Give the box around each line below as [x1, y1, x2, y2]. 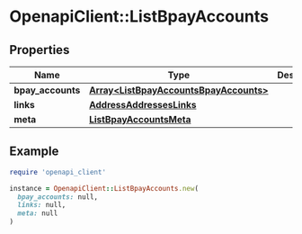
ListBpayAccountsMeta [88, 113, 191, 125]
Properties [9, 42, 70, 58]
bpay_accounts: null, [17, 192, 99, 202]
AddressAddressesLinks [88, 99, 197, 111]
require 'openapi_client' [9, 167, 106, 176]
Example [9, 144, 59, 159]
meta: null [17, 209, 58, 218]
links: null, [17, 201, 67, 210]
